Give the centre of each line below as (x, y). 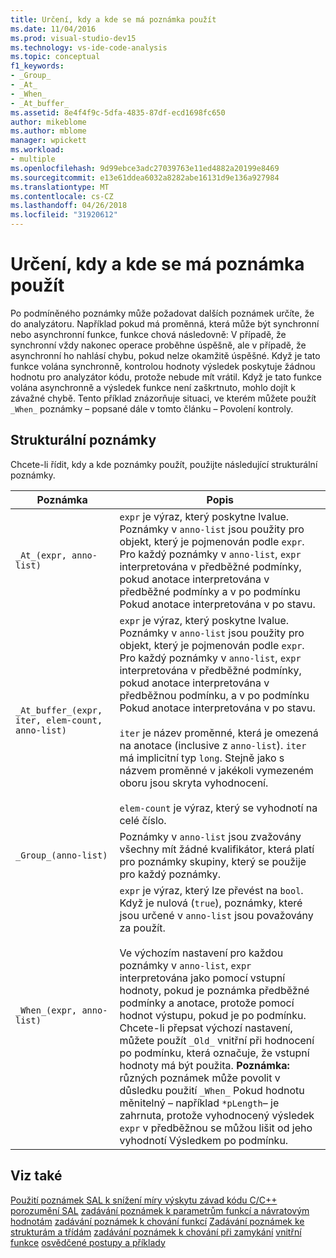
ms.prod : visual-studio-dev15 (73, 38)
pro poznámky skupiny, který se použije (213, 861)
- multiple (33, 159)
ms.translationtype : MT (60, 187)
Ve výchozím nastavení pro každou (201, 953)
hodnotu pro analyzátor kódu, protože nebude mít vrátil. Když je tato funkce (166, 377)
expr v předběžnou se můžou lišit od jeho (216, 1128)
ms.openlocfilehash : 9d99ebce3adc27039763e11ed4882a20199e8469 (145, 168)
